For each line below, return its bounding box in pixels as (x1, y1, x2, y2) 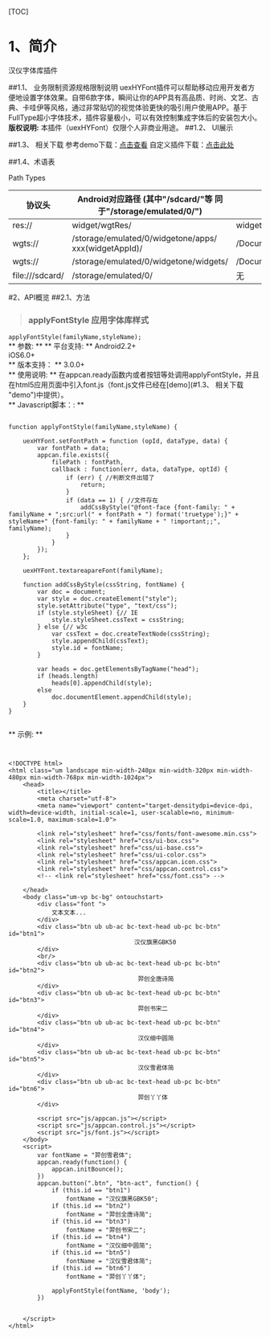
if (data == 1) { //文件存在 (65, 497, 159, 505)
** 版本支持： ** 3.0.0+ (8, 360, 86, 370)
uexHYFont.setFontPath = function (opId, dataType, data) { (22, 437, 228, 445)
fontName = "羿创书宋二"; (65, 1226, 147, 1234)
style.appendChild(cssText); (51, 637, 149, 645)
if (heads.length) (37, 673, 99, 681)
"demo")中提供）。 (8, 390, 68, 400)
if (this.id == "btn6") (51, 1265, 131, 1273)
